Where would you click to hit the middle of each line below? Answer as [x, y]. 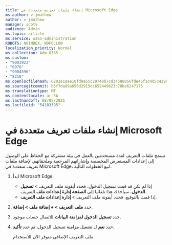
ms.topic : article [25, 34]
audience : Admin [23, 29]
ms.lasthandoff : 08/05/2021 [35, 100]
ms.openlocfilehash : [27, 81]
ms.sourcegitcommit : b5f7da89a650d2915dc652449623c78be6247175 [74, 86]
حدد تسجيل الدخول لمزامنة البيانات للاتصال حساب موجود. [67, 217]
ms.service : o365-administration [41, 39]
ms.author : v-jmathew [28, 15]
